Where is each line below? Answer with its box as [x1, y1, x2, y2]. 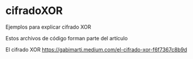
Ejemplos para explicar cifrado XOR [5, 23, 92, 30]
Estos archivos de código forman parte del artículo [5, 34, 128, 41]
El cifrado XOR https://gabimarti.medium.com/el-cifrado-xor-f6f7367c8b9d [5, 46, 187, 53]
